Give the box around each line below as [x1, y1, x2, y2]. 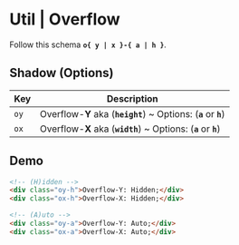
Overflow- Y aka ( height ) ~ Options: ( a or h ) [39, 107, 225, 120]
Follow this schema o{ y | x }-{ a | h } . [9, 39, 167, 50]
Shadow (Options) [9, 65, 115, 81]
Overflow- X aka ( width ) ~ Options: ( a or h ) [39, 122, 221, 135]
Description [107, 92, 158, 104]
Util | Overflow [9, 9, 120, 30]
